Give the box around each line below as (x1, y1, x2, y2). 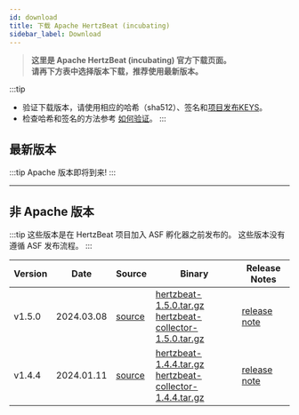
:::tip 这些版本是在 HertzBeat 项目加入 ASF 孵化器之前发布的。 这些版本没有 (9, 229, 286, 240)
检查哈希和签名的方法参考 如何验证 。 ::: (21, 113, 166, 124)
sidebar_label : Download (9, 29, 101, 38)
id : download (9, 12, 58, 22)
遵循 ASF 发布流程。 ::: (9, 241, 93, 251)
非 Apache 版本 (9, 204, 95, 219)
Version (13, 267, 48, 280)
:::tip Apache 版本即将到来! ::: (9, 167, 117, 178)
